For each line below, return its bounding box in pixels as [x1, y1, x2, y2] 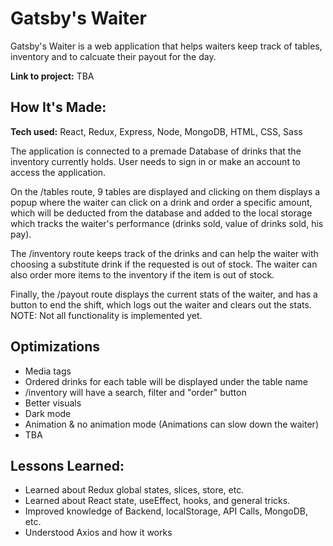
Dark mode [24, 407, 72, 419]
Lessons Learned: [10, 457, 125, 474]
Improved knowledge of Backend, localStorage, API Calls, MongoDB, [24, 505, 309, 517]
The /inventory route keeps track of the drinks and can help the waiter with [10, 247, 319, 259]
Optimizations [10, 338, 100, 356]
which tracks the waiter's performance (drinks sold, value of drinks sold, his [10, 217, 324, 229]
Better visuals [24, 397, 82, 409]
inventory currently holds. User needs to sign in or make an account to [10, 155, 301, 167]
